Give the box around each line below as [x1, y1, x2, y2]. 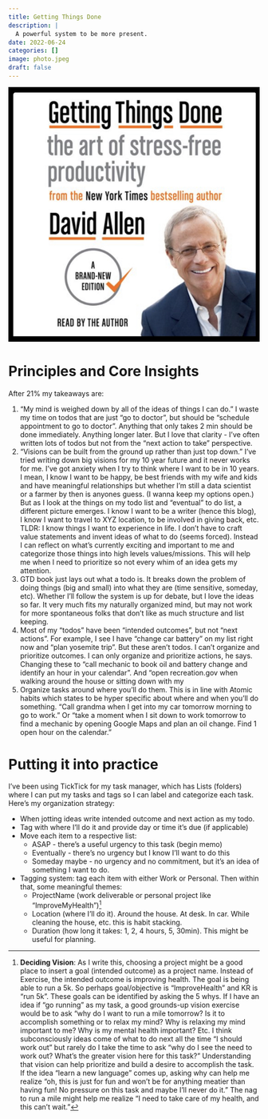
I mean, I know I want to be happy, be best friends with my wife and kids [19, 472, 258, 482]
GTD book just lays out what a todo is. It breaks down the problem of [19, 574, 246, 584]
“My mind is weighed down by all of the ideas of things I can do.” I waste [19, 404, 259, 414]
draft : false [8, 64, 52, 72]
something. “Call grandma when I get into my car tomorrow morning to [19, 701, 253, 712]
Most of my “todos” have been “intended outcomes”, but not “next [19, 625, 238, 635]
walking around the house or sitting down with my [19, 676, 184, 686]
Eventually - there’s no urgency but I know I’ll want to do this [31, 848, 231, 858]
